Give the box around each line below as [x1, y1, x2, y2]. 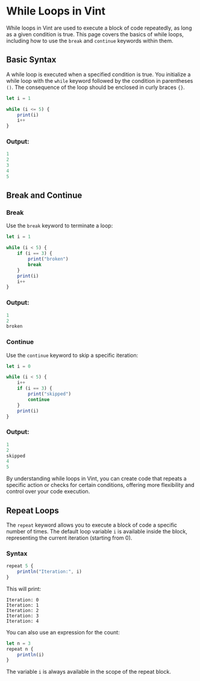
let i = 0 [6, 363, 31, 370]
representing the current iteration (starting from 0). [6, 534, 133, 541]
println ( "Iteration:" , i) [17, 569, 83, 575]
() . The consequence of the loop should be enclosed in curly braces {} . [6, 83, 185, 91]
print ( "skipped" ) [28, 391, 71, 397]
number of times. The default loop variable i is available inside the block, [6, 527, 188, 535]
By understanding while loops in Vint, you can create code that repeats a [6, 475, 187, 482]
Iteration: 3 [6, 613, 39, 619]
